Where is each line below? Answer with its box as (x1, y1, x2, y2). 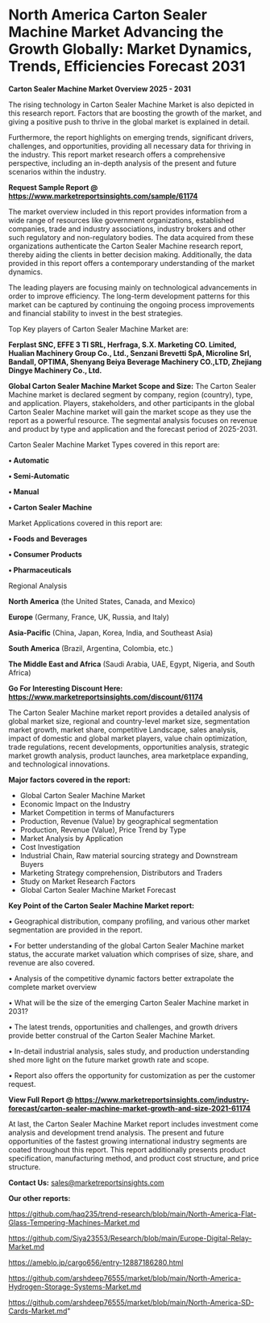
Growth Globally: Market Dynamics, (8, 40, 252, 58)
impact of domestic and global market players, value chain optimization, (8, 733, 247, 743)
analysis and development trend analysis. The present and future (8, 1127, 224, 1137)
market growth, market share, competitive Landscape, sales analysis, (8, 725, 239, 734)
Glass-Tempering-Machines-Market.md (8, 1217, 140, 1227)
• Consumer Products (8, 549, 82, 559)
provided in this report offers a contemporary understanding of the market (8, 258, 255, 268)
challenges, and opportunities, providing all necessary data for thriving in (8, 141, 251, 150)
